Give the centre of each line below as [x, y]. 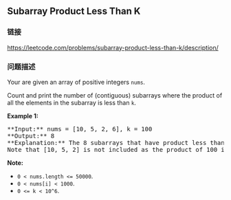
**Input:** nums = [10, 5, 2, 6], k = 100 [80, 129]
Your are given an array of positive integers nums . [76, 82]
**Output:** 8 [31, 136]
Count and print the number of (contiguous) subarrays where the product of [115, 95]
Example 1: [23, 115]
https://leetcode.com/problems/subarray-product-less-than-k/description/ [113, 47]
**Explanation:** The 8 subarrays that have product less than [116, 143]
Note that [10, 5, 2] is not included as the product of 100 [112, 149]
